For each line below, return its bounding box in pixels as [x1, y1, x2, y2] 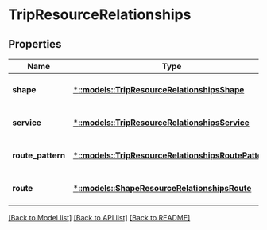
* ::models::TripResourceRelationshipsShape [72, 84, 245, 95]
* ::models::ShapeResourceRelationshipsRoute [72, 183, 252, 193]
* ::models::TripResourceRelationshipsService [72, 117, 250, 128]
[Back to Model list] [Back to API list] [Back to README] [8, 213, 191, 222]
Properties [8, 37, 62, 51]
